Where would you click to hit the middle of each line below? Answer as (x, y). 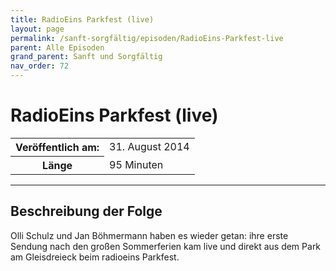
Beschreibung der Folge (86, 211)
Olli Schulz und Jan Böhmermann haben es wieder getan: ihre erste (149, 235)
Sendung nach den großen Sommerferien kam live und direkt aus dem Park (166, 246)
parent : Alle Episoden (57, 47)
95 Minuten (136, 164)
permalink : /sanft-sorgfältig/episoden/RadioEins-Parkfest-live (147, 38)
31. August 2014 (149, 147)
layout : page (37, 29)
